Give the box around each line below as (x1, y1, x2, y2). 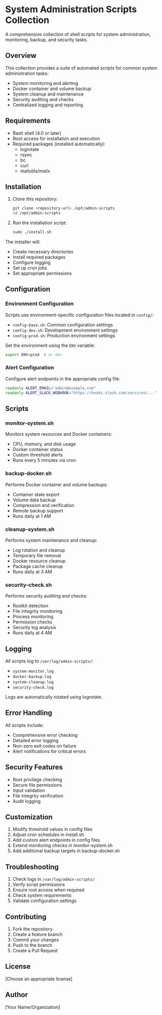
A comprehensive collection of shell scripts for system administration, (5, 31, 151, 37)
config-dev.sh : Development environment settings (12, 327, 118, 333)
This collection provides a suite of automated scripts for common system (5, 65, 158, 71)
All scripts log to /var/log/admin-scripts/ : (5, 658, 94, 664)
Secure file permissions (12, 782, 62, 788)
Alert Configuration (5, 364, 54, 371)
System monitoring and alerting (12, 80, 78, 86)
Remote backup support (12, 508, 63, 514)
